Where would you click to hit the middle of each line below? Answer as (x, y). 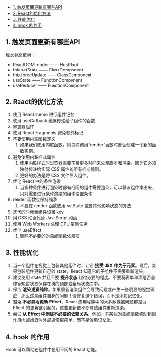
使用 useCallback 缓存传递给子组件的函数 (54, 120)
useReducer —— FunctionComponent (51, 85)
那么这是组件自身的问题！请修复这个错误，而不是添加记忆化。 (83, 296)
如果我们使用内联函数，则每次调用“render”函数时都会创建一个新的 (86, 144)
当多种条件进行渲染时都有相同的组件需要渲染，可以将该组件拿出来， (88, 187)
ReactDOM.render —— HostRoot (45, 64)
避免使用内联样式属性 (34, 157)
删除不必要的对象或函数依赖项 (50, 236)
